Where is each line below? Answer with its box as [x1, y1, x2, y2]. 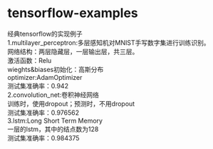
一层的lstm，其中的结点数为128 [7, 125, 99, 133]
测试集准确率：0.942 [7, 81, 69, 90]
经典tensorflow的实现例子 [7, 29, 83, 38]
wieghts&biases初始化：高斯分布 [7, 65, 104, 73]
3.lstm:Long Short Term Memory [7, 116, 103, 125]
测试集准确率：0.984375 [7, 133, 80, 142]
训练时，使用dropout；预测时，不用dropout [7, 99, 135, 108]
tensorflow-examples [7, 5, 139, 21]
